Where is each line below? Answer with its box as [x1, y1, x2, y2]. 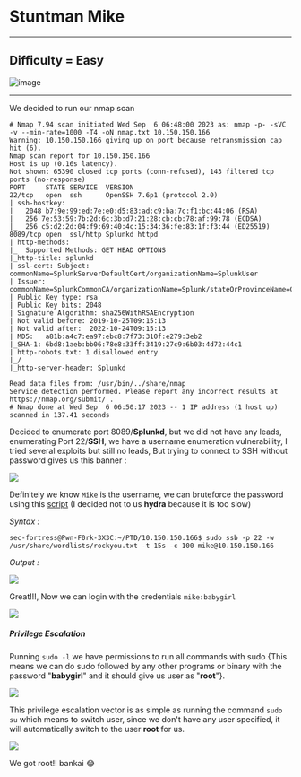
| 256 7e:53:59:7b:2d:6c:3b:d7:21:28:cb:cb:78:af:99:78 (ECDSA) [9, 214, 262, 223]
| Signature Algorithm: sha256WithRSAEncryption [9, 308, 194, 318]
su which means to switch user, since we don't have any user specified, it [9, 713, 280, 724]
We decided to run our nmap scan [9, 102, 135, 113]
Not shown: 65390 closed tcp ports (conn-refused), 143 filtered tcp [9, 167, 275, 176]
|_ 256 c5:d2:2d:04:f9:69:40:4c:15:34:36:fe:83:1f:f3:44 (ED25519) [9, 222, 271, 231]
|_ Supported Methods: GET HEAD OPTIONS [9, 245, 167, 255]
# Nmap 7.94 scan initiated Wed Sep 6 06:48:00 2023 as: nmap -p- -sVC [9, 119, 287, 129]
